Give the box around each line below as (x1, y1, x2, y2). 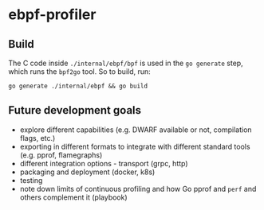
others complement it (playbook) (19, 192, 128, 202)
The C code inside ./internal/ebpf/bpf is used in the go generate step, (8, 58, 243, 68)
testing (19, 175, 43, 185)
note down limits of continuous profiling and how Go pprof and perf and (19, 184, 257, 193)
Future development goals (8, 103, 142, 117)
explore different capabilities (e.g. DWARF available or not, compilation (19, 125, 253, 134)
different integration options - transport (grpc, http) (19, 158, 189, 168)
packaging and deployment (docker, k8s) (19, 167, 156, 177)
